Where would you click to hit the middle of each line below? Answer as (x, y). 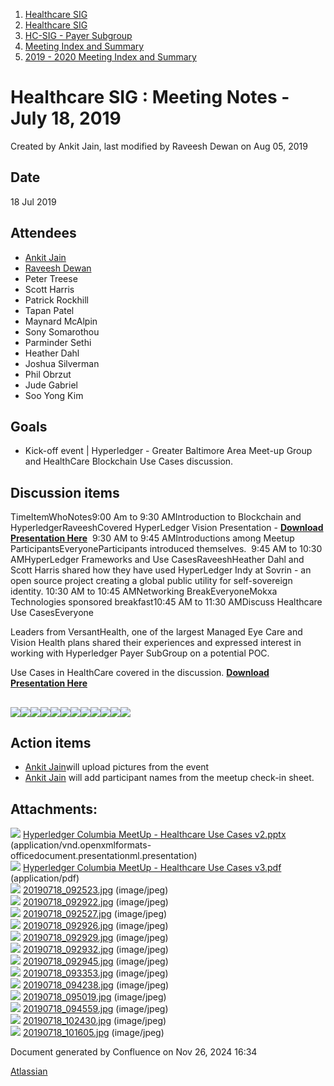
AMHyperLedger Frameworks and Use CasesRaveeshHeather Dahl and (157, 560)
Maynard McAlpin (61, 321)
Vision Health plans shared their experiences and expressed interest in (156, 643)
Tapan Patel (49, 310)
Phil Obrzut (48, 374)
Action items (51, 742)
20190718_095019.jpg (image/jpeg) (94, 997)
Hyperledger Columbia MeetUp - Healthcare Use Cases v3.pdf (152, 868)
